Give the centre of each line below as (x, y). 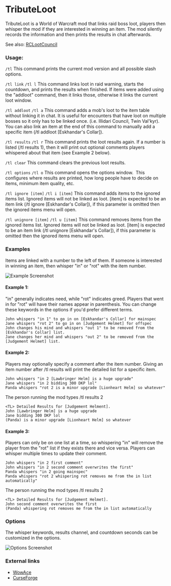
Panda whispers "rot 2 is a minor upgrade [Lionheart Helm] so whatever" (86, 388)
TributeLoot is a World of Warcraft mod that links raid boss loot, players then (86, 24)
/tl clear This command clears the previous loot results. (66, 163)
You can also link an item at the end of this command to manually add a (80, 127)
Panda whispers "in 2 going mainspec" (46, 472)
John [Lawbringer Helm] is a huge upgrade (51, 411)
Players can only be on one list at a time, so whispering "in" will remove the (84, 443)
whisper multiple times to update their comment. (56, 454)
